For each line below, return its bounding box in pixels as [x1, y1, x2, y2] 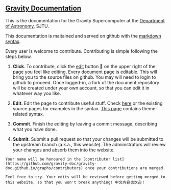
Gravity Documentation [5, 4, 82, 13]
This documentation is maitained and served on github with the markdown [5, 33, 162, 39]
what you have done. [12, 126, 57, 132]
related [12, 111, 28, 117]
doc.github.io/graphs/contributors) [5, 165, 83, 171]
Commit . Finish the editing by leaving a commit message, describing [12, 120, 157, 126]
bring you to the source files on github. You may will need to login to [12, 74, 156, 80]
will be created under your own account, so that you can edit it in [12, 85, 150, 91]
